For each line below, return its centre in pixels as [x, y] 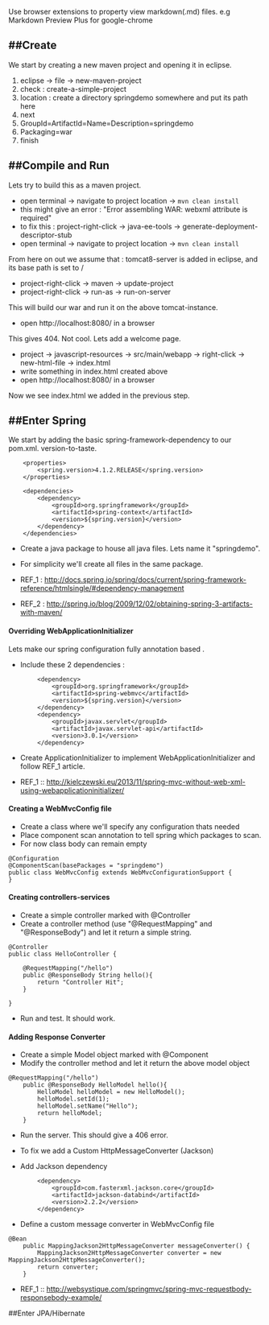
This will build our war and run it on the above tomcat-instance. [114, 307]
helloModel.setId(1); [74, 1099]
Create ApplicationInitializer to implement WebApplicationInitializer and [137, 757]
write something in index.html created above [94, 371]
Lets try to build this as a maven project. [75, 185]
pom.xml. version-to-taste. [53, 448]
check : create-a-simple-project [73, 89]
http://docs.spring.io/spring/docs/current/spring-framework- [145, 580]
